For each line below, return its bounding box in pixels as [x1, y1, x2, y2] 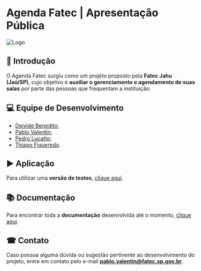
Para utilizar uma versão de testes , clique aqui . [6, 174, 123, 181]
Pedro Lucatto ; [14, 135, 52, 142]
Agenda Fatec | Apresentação [6, 6, 159, 20]
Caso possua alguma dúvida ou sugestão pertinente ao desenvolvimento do [6, 251, 195, 258]
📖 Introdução [6, 56, 56, 66]
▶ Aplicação [6, 158, 55, 168]
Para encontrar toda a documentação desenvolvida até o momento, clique [6, 212, 191, 219]
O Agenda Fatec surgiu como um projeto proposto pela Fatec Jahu [6, 72, 173, 79]
